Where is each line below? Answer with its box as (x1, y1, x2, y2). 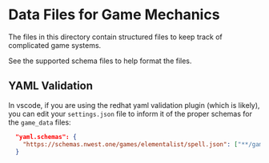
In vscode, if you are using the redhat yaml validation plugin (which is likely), (8, 100, 260, 109)
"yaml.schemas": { (15, 133, 78, 141)
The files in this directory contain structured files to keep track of (8, 32, 223, 42)
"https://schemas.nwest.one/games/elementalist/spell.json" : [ (22, 140, 239, 149)
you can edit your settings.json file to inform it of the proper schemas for (8, 109, 252, 118)
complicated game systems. (8, 40, 102, 50)
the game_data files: (8, 117, 71, 127)
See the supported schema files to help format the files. (8, 56, 192, 66)
